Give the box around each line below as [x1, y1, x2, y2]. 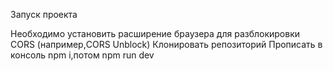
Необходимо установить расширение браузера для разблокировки [10, 28, 301, 39]
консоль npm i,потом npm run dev [10, 49, 155, 61]
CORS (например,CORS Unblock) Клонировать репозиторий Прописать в [10, 39, 323, 50]
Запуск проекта [10, 9, 78, 20]
